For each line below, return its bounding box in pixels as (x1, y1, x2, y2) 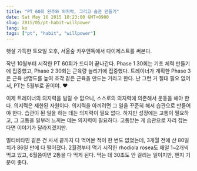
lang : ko (6, 25, 28, 31)
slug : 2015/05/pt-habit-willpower (6, 19, 91, 25)
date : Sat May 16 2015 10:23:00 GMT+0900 (6, 14, 109, 20)
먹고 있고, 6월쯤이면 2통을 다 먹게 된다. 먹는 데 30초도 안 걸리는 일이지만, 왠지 (6, 152, 185, 159)
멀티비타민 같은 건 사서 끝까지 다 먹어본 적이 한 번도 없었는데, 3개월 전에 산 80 (6, 137, 185, 144)
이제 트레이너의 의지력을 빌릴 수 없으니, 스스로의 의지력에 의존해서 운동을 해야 (6, 95, 183, 102)
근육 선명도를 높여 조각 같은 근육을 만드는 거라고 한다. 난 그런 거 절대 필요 (12, 75, 180, 82)
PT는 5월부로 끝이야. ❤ (14, 82, 68, 89)
